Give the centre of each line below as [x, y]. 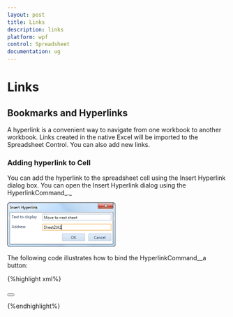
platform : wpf [28, 37]
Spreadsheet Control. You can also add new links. [78, 145]
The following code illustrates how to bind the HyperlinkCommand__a [107, 258]
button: [17, 265]
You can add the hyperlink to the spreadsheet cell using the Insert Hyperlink [116, 178]
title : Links [26, 22]
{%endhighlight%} [34, 306]
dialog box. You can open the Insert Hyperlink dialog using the [97, 185]
